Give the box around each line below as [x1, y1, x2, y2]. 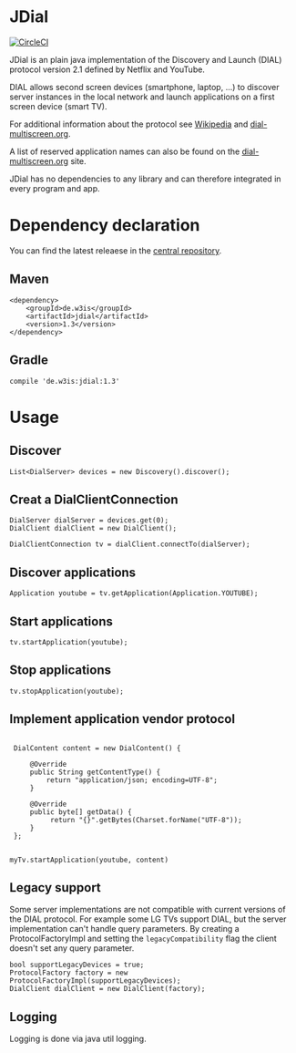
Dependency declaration [9, 215, 200, 236]
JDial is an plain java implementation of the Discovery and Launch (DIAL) [9, 54, 282, 65]
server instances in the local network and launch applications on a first [9, 91, 275, 102]
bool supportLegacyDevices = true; [9, 960, 145, 970]
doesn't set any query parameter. [9, 943, 135, 954]
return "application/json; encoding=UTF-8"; [46, 775, 219, 785]
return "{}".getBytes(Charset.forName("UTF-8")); [49, 815, 243, 824]
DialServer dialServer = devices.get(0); [9, 516, 169, 525]
